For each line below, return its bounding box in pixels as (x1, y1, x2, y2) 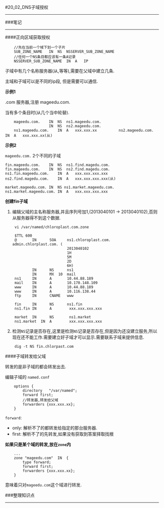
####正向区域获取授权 (5, 34, 50, 40)
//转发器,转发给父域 (22, 398, 59, 403)
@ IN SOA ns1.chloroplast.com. (14, 238, 111, 242)
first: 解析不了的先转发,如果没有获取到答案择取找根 (12, 431, 114, 437)
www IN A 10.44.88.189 (14, 285, 94, 290)
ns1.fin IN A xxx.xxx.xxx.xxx (14, 306, 102, 311)
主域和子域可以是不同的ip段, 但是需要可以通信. (5, 78, 98, 84)
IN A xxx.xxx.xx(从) (5, 133, 53, 138)
